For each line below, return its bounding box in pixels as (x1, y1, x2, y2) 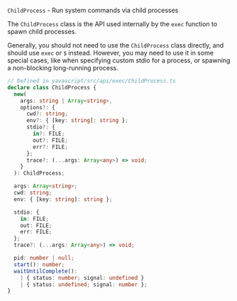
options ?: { (20, 104, 55, 111)
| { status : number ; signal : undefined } (20, 274, 144, 281)
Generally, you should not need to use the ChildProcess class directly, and (7, 41, 224, 49)
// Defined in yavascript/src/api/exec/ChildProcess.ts (7, 77, 176, 84)
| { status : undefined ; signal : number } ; (20, 280, 148, 288)
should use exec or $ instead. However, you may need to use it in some (7, 49, 214, 57)
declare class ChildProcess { (7, 84, 97, 91)
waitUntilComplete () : (13, 268, 78, 275)
